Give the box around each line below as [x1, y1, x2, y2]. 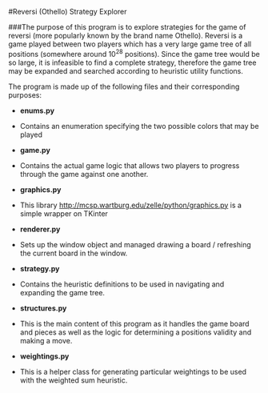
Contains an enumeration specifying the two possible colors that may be [19, 121, 259, 130]
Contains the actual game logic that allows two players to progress [19, 160, 240, 170]
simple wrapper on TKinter [19, 208, 108, 219]
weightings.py [19, 351, 70, 361]
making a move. [19, 335, 73, 345]
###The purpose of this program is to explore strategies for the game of [8, 22, 246, 31]
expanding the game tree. [19, 287, 106, 297]
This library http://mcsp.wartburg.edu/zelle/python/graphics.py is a [19, 200, 242, 210]
